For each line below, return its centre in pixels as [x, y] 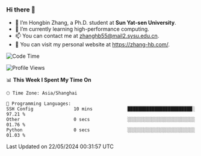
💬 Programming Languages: [39, 104]
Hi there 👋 [21, 10]
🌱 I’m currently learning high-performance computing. [82, 29]
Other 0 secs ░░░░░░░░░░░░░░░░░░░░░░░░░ [101, 120]
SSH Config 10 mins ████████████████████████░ [101, 109]
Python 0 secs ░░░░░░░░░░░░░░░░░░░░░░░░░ [101, 130]
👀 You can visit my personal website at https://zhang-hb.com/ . [92, 45]
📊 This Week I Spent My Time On [49, 80]
